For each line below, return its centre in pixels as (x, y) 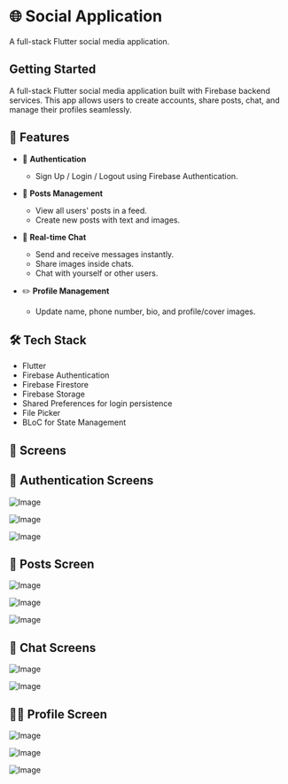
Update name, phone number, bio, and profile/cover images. (145, 311)
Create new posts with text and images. (107, 220)
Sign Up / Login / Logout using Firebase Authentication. (136, 176)
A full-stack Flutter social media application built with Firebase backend (140, 90)
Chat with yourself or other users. (97, 273)
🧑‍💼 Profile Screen (58, 714)
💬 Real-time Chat (54, 237)
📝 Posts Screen (52, 564)
